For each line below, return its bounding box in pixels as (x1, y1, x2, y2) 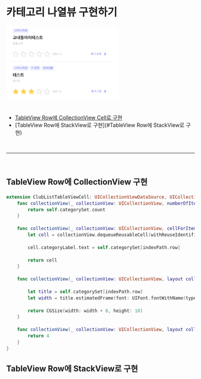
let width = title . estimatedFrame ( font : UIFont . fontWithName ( (28, 295, 186, 301)
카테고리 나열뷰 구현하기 (6, 5, 118, 19)
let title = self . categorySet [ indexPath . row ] (28, 289, 144, 295)
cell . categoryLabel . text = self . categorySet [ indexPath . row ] (28, 244, 181, 250)
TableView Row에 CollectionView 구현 (6, 177, 148, 187)
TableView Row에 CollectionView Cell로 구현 (14, 114, 123, 121)
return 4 (28, 333, 50, 339)
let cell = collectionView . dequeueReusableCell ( (28, 232, 151, 238)
